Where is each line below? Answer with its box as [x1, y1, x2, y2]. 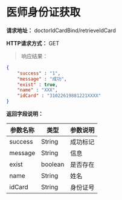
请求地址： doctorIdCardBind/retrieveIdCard [6, 27, 116, 34]
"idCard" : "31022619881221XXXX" [17, 93, 101, 99]
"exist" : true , [17, 81, 59, 88]
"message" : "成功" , [17, 76, 67, 82]
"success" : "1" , [17, 70, 61, 76]
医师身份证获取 [6, 5, 81, 19]
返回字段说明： [6, 110, 43, 118]
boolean [41, 160, 65, 168]
